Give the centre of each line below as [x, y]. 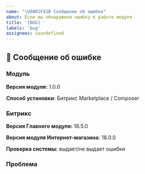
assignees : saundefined [35, 34]
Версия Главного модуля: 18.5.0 [47, 126]
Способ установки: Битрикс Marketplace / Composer [73, 98]
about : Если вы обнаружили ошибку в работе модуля [69, 17]
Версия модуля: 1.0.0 [33, 86]
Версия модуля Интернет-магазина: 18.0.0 [61, 138]
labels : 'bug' [23, 28]
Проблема [22, 164]
